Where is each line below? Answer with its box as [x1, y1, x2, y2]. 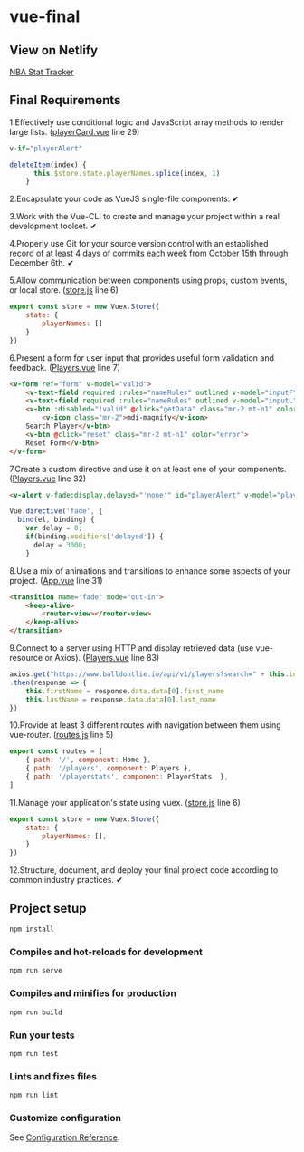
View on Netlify [9, 43, 98, 58]
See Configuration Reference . [9, 1132, 120, 1143]
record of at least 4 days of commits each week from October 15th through [9, 247, 289, 259]
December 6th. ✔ [9, 257, 74, 268]
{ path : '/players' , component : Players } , [25, 764, 193, 773]
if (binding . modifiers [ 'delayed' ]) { [25, 532, 165, 541]
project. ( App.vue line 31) [9, 575, 103, 586]
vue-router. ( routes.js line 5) [9, 730, 114, 741]
